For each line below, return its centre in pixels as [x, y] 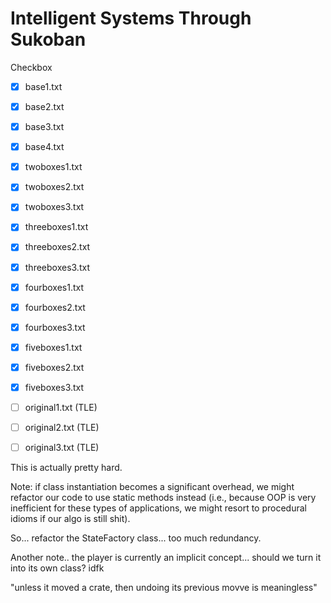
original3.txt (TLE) [62, 448]
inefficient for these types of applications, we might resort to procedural [158, 508]
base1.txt [43, 86]
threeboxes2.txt [57, 247]
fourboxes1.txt [54, 287]
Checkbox [31, 67]
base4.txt [44, 147]
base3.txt [44, 127]
